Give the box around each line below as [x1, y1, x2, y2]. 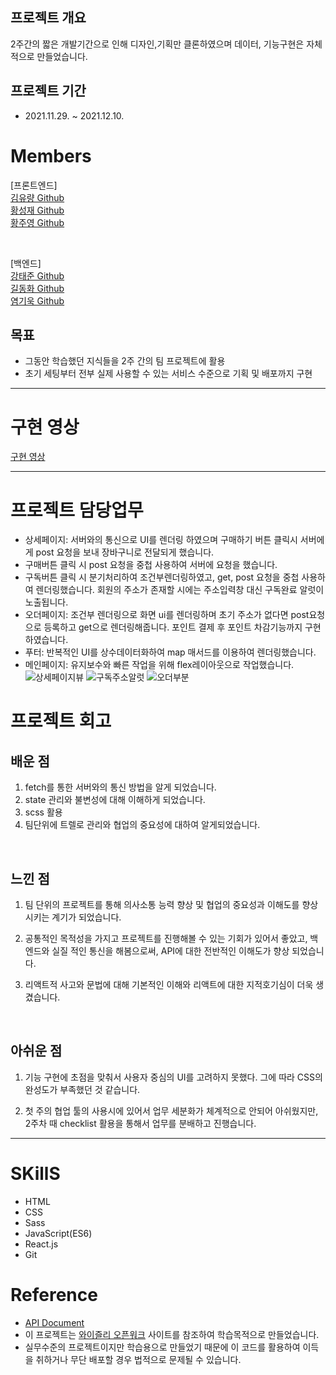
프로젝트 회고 [10, 710, 112, 733]
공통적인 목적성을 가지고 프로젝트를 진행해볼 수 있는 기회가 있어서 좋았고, [24, 933, 308, 945]
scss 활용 [24, 806, 63, 818]
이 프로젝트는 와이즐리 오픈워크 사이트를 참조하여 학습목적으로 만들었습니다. [24, 1328, 320, 1340]
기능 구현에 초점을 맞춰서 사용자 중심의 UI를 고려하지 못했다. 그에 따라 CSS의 [24, 1071, 323, 1083]
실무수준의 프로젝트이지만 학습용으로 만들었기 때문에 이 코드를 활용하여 [24, 1341, 301, 1353]
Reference [10, 1284, 98, 1306]
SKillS [10, 1163, 61, 1185]
